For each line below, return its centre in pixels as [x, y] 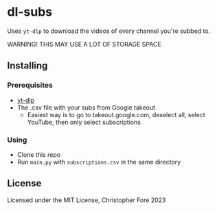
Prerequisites [30, 85]
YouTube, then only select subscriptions [84, 122]
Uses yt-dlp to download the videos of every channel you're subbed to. [109, 31]
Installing [27, 66]
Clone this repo [38, 154]
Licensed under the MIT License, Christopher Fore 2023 [87, 200]
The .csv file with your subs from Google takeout [86, 108]
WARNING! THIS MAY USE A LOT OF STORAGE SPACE [84, 44]
